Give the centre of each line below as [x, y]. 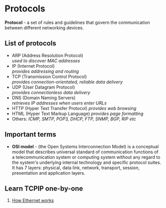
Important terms [31, 135]
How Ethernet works [33, 201]
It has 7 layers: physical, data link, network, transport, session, [76, 168]
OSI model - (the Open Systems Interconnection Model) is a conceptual [85, 146]
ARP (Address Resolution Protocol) [47, 55]
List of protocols [31, 44]
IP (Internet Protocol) [33, 66]
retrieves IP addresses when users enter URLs [59, 103]
